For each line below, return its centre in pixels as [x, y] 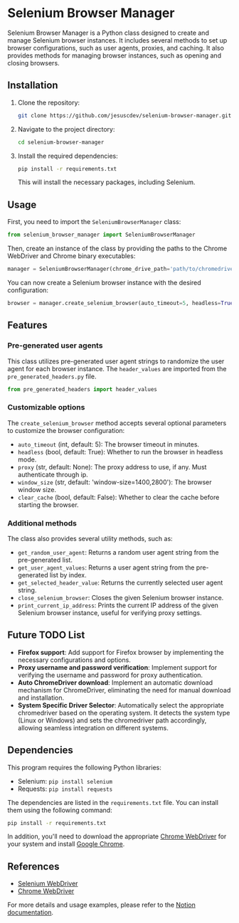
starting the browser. [48, 505]
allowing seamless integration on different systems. [93, 727]
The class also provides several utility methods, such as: [90, 538]
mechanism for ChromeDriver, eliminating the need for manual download [124, 690]
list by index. [68, 575]
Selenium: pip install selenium [65, 781]
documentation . [31, 912]
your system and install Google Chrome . [66, 844]
